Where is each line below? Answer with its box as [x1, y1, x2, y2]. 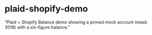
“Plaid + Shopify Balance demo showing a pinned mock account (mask [4, 19, 148, 25]
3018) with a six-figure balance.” [4, 24, 70, 30]
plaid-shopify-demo [4, 3, 88, 14]
